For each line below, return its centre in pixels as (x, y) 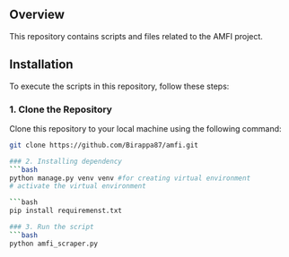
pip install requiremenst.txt (66, 211)
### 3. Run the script (52, 227)
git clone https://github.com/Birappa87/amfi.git (104, 145)
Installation (41, 65)
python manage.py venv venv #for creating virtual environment (130, 178)
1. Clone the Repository (61, 109)
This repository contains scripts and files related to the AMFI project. (136, 36)
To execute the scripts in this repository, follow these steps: (119, 86)
